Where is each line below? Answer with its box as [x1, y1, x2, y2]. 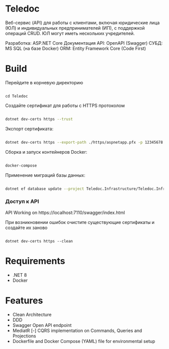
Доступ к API [5, 198, 39, 205]
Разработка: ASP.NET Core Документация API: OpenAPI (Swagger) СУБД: [5, 40, 163, 46]
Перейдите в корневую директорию [5, 79, 83, 85]
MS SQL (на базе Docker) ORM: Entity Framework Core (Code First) [5, 45, 146, 51]
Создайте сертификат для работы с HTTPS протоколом [5, 102, 125, 108]
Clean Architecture [12, 311, 52, 317]
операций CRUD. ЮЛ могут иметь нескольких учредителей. [5, 30, 135, 36]
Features [5, 295, 43, 306]
